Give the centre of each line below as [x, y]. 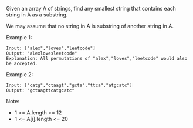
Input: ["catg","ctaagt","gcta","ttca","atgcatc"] [69, 85]
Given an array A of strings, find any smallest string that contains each [91, 9]
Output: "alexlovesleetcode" [42, 53]
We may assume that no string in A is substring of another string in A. [90, 26]
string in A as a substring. [37, 15]
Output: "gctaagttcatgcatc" [40, 90]
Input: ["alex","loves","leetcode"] [51, 48]
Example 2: [20, 75]
